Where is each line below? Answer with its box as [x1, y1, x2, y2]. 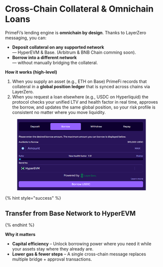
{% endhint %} [5, 222, 35, 228]
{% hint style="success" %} [5, 195, 62, 201]
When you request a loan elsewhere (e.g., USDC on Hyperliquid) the [12, 94, 149, 100]
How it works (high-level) [5, 69, 57, 75]
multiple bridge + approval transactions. [12, 256, 92, 262]
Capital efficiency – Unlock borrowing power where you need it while [12, 241, 152, 247]
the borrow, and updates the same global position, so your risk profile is [12, 104, 156, 110]
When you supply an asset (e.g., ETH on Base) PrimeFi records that [12, 79, 147, 84]
